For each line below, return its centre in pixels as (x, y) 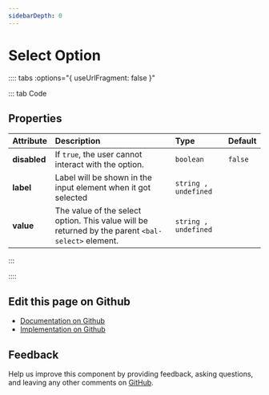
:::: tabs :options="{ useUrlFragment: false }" (82, 78)
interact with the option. (99, 165)
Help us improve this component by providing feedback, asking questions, (131, 374)
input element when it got (102, 188)
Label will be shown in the (103, 177)
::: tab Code (28, 93)
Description (78, 141)
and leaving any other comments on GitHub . (81, 383)
